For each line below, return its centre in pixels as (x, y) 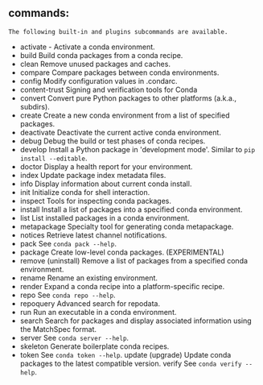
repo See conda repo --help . (68, 295)
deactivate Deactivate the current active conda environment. (120, 132)
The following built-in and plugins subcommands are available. (118, 31)
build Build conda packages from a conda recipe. (101, 55)
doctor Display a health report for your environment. (106, 166)
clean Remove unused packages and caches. (95, 64)
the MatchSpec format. (58, 329)
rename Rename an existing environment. (89, 278)
